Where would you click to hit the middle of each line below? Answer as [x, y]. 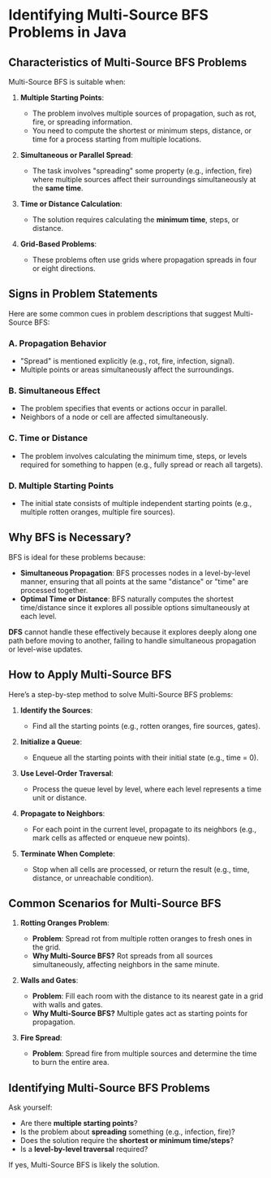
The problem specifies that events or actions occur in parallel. [124, 408]
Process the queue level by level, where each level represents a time [147, 789]
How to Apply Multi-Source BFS [90, 675]
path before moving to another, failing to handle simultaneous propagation [133, 640]
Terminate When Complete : [67, 853]
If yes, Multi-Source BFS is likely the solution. [84, 1165]
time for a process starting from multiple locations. [116, 139]
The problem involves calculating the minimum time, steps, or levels [133, 456]
